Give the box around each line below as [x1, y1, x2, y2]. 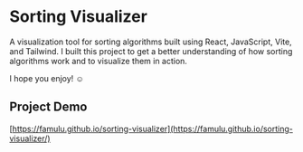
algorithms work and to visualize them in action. [9, 55, 188, 66]
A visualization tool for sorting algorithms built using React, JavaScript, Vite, [9, 36, 292, 47]
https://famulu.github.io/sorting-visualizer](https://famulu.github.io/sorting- [12, 123, 294, 134]
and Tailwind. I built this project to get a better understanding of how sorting [9, 45, 293, 56]
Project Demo [9, 100, 88, 115]
